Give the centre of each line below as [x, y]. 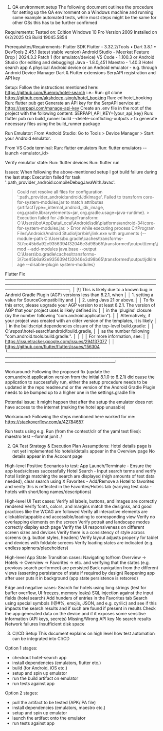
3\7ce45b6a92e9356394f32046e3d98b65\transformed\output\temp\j [87, 244]
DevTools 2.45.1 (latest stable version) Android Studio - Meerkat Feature [77, 52]
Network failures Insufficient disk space [45, 624]
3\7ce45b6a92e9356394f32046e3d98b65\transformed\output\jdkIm [87, 259]
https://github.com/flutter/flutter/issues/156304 [52, 347]
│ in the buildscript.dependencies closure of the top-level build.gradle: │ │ [80, 326]
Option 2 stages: [22, 693]
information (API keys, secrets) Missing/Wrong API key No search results [78, 619]
